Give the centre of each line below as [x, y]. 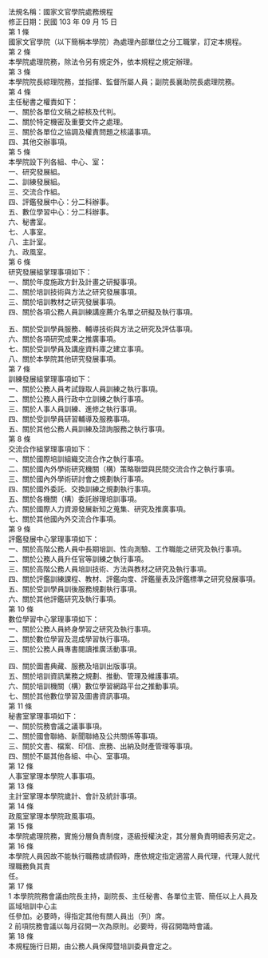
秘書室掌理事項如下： [43, 716]
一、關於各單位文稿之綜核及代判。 [64, 112]
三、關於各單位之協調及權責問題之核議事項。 [82, 132]
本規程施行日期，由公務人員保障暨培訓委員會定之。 [92, 946]
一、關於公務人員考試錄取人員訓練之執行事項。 [85, 389]
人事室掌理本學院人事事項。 [54, 776]
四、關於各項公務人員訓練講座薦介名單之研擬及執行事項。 [102, 312]
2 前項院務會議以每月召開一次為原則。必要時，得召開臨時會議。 [113, 926]
